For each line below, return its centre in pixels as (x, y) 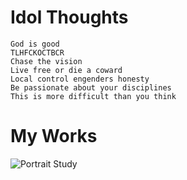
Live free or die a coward (66, 70)
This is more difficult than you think (93, 96)
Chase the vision (46, 61)
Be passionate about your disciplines (91, 87)
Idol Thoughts (69, 17)
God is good (35, 44)
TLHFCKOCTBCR (37, 52)
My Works (54, 136)
